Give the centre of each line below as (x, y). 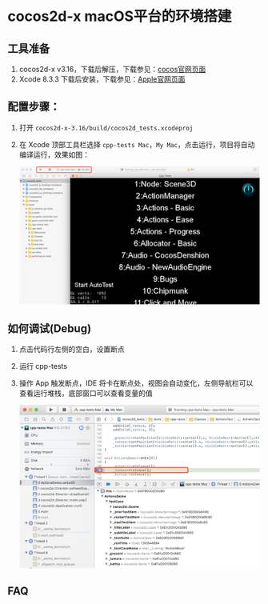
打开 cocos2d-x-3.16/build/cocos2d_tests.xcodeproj (106, 127)
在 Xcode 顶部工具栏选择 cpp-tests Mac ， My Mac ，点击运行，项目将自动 (137, 144)
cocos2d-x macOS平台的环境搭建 (120, 16)
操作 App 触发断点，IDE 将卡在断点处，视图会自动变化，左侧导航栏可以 (136, 383)
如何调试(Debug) (50, 328)
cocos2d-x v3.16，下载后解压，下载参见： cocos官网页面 (112, 69)
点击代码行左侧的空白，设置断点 (72, 350)
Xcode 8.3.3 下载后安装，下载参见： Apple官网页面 (102, 79)
